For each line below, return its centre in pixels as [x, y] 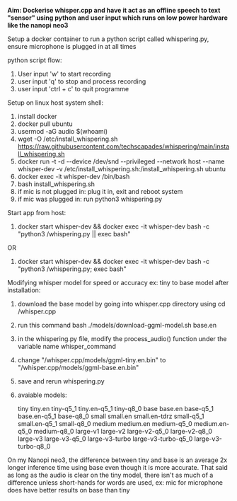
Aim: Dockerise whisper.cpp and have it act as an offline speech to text [114, 10]
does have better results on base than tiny [69, 490]
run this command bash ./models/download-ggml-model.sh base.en [117, 325]
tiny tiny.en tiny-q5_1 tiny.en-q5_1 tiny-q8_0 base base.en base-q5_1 [116, 409]
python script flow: [35, 60]
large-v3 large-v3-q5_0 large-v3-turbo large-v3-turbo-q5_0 [105, 439]
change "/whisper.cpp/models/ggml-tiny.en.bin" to [92, 360]
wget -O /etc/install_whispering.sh [68, 139]
